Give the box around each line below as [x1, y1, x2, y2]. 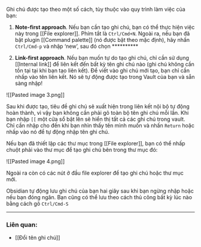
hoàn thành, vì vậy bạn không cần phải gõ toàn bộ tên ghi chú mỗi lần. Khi [6, 109, 189, 116]
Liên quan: [6, 220, 38, 228]
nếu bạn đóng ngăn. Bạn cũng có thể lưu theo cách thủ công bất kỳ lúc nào [6, 194, 193, 200]
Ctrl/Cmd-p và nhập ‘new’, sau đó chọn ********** [14, 42, 139, 50]
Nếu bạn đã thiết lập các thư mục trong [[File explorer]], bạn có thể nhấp [6, 140, 185, 147]
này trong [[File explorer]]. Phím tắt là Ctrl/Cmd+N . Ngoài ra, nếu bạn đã [14, 30, 190, 37]
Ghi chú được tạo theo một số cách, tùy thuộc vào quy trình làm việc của [6, 6, 185, 13]
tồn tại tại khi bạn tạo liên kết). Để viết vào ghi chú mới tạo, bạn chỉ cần [14, 67, 190, 74]
